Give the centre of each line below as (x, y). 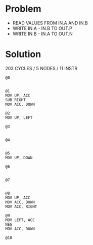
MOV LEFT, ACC (20, 220)
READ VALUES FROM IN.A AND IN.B (50, 23)
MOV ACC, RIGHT (21, 206)
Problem (23, 9)
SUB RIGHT (16, 100)
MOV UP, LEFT (19, 117)
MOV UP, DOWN (19, 158)
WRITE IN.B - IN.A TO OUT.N (43, 34)
